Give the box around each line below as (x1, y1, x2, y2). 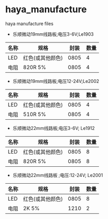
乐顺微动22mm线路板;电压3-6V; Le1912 (12, 125, 95, 131)
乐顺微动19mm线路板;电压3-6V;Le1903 (12, 31, 94, 37)
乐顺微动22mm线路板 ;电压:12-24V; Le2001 (12, 172, 103, 178)
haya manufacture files (5, 20, 53, 27)
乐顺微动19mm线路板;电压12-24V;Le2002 (12, 78, 99, 84)
